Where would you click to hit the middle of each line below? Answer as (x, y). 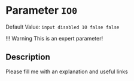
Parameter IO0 (42, 10)
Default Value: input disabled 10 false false (63, 27)
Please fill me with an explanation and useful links (67, 71)
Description (28, 57)
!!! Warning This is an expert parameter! (54, 38)
